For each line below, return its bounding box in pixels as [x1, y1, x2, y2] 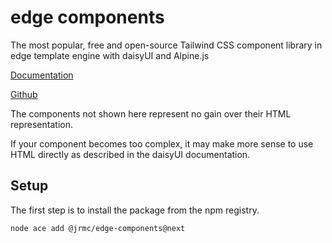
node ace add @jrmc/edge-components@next [10, 223, 186, 233]
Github [10, 88, 38, 100]
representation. [10, 118, 73, 130]
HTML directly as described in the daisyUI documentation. [10, 148, 251, 160]
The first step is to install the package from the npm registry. [10, 204, 260, 216]
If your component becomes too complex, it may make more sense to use [10, 137, 314, 150]
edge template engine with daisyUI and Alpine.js [10, 49, 210, 61]
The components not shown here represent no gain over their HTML [10, 107, 292, 120]
